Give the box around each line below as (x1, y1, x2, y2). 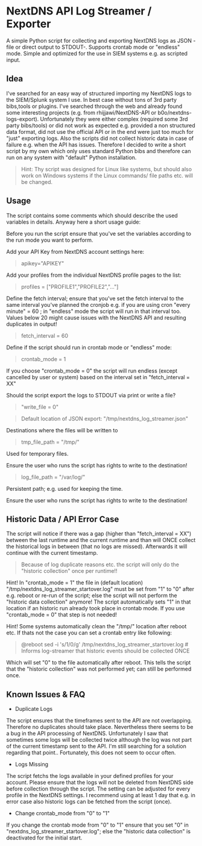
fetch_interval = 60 (21, 332, 68, 339)
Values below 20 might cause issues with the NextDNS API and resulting (6, 314, 186, 321)
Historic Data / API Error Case (6, 514, 119, 524)
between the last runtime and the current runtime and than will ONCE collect (6, 537, 196, 544)
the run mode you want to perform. (6, 236, 93, 244)
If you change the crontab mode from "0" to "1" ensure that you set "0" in (6, 821, 189, 829)
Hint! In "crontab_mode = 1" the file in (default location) (6, 579, 144, 586)
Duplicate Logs (14, 706, 53, 713)
